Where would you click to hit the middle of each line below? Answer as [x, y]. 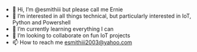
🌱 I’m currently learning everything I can [63, 29]
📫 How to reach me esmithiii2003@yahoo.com [72, 42]
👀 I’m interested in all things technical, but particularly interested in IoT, [102, 16]
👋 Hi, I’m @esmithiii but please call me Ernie [68, 9]
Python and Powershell [41, 22]
